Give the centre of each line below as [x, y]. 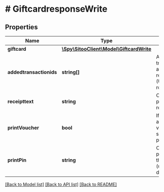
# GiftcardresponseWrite [56, 9]
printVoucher [23, 128]
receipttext [20, 101]
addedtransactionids [32, 72]
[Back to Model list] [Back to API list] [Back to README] [61, 184]
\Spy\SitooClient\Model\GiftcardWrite [106, 49]
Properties [21, 27]
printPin [17, 160]
